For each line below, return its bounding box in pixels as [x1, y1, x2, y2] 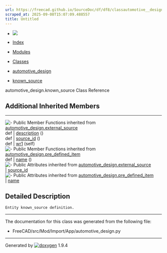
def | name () [5, 157, 32, 163]
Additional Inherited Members [5, 102, 100, 110]
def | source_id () [5, 135, 41, 141]
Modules [12, 49, 31, 55]
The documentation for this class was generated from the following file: [5, 219, 152, 224]
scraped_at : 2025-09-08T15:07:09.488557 [5, 12, 90, 17]
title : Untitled [5, 16, 39, 21]
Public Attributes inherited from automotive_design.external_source [13, 162, 152, 168]
